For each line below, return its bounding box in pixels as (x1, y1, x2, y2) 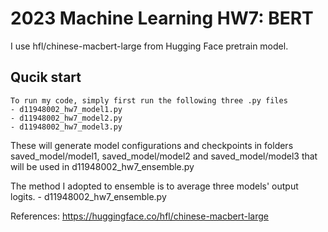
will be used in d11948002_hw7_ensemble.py (10, 160, 195, 172)
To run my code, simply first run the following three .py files (10, 95, 288, 106)
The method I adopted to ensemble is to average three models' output (10, 180, 299, 192)
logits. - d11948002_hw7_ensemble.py (10, 190, 167, 202)
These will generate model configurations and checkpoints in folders (10, 139, 294, 151)
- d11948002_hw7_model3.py (10, 122, 123, 132)
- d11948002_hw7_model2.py (10, 113, 123, 123)
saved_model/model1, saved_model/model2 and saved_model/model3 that (10, 150, 318, 162)
